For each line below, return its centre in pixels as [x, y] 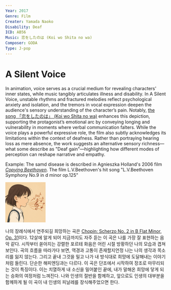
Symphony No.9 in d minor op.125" [42, 175]
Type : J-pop [18, 48]
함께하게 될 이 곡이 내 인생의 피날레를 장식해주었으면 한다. [63, 282]
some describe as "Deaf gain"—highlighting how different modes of [88, 149]
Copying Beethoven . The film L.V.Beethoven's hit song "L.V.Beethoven [79, 169]
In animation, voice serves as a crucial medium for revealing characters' [81, 88]
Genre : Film [18, 16]
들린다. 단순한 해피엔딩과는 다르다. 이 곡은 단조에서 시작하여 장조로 [81, 263]
